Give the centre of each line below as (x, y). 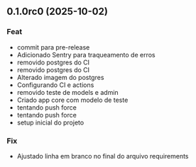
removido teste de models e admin (67, 92)
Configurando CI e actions (55, 85)
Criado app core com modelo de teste (72, 100)
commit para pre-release (53, 47)
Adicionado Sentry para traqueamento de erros (86, 54)
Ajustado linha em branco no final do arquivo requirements (103, 156)
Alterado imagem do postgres (60, 77)
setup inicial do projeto (50, 122)
